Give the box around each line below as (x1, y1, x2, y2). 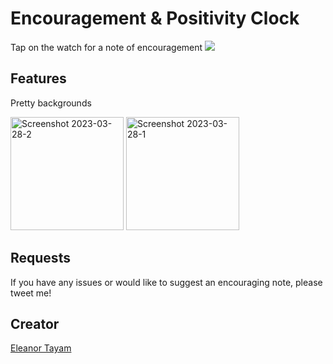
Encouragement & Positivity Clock (10, 7, 300, 30)
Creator (10, 315, 60, 332)
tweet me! (10, 287, 52, 299)
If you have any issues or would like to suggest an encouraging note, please (10, 276, 323, 288)
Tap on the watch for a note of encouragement (10, 41, 203, 53)
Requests (10, 250, 71, 267)
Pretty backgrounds (10, 97, 92, 109)
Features (10, 70, 67, 87)
